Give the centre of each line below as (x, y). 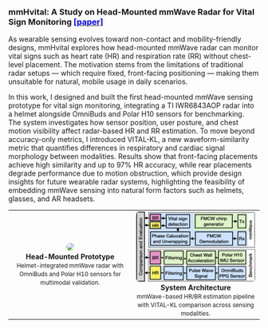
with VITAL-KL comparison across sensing (196, 306)
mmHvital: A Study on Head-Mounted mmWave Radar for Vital (132, 12)
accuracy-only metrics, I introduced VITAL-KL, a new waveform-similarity (129, 140)
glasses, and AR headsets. (52, 199)
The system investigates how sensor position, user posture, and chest (124, 123)
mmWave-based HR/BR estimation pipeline (196, 297)
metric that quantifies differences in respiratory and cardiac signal (117, 148)
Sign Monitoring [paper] (56, 22)
